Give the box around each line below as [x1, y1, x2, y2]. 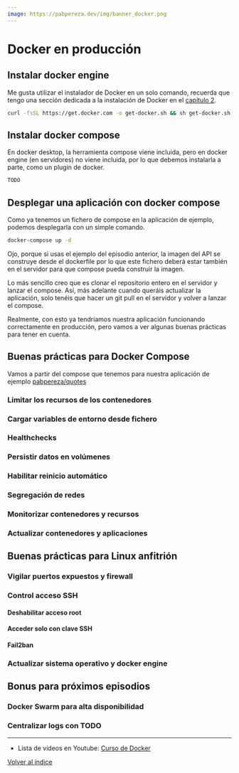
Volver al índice [7, 757, 53, 766]
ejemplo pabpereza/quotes [7, 377, 87, 385]
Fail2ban [7, 641, 34, 649]
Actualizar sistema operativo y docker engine [7, 659, 168, 668]
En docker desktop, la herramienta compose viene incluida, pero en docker [7, 148, 228, 156]
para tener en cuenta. [7, 330, 71, 338]
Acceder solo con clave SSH [7, 624, 92, 633]
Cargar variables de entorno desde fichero [7, 414, 158, 424]
